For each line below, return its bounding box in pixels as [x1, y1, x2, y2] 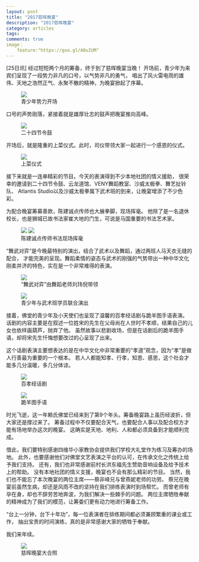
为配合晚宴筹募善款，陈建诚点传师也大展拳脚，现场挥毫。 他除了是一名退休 [6, 207, 190, 214]
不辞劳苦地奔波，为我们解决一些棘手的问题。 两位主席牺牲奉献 [37, 490, 190, 497]
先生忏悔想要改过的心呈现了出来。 [31, 334, 115, 341]
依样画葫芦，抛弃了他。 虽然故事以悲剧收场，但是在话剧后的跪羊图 [16, 326, 179, 334]
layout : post [6, 8, 38, 15]
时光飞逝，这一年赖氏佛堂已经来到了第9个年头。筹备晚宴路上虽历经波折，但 [6, 411, 191, 418]
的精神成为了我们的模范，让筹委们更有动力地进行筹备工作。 [6, 498, 152, 505]
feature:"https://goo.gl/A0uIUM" [17, 47, 99, 53]
